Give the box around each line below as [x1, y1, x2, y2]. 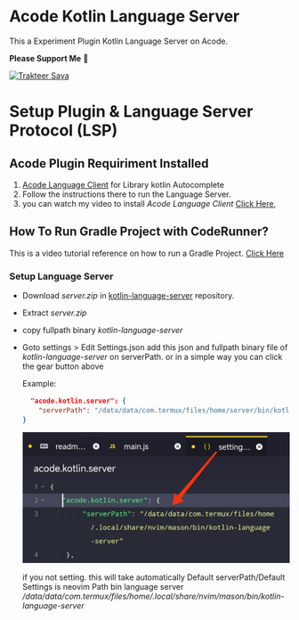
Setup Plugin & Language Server [9, 102, 254, 122]
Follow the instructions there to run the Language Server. [21, 189, 231, 200]
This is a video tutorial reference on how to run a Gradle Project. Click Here [9, 248, 285, 258]
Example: [21, 379, 57, 389]
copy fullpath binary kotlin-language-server [21, 325, 183, 336]
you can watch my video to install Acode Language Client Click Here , [21, 198, 277, 208]
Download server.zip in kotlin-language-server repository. [21, 290, 235, 301]
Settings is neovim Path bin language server [21, 581, 184, 591]
